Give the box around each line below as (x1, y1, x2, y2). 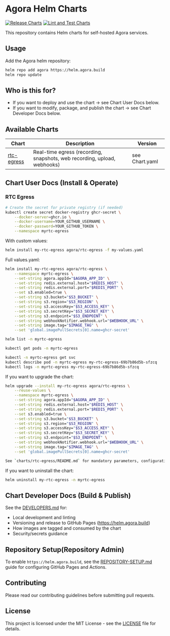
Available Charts (5, 125, 59, 134)
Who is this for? (5, 86, 56, 95)
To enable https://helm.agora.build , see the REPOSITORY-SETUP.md (5, 559, 152, 565)
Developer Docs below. (12, 110, 61, 116)
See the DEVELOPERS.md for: (5, 504, 67, 511)
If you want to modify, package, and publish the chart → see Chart (12, 105, 151, 111)
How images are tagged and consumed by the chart (12, 525, 121, 531)
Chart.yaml (132, 158, 158, 165)
